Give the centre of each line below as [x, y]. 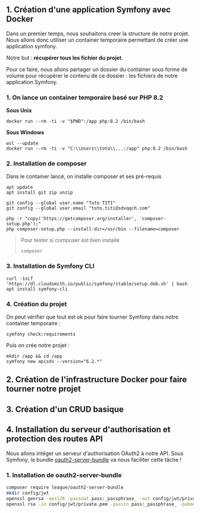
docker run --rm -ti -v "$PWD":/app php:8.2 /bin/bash [76, 122]
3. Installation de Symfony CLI [50, 266]
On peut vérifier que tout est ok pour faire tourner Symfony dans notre [92, 317]
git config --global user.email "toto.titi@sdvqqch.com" [78, 208]
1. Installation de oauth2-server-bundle [64, 475]
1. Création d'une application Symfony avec [88, 10]
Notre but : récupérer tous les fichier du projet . [65, 58]
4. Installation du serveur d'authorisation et [88, 430]
